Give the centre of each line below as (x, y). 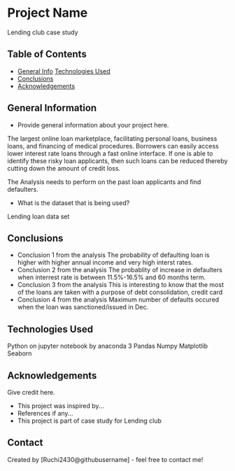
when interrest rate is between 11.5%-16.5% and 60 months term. (112, 277)
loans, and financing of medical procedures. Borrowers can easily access (113, 146)
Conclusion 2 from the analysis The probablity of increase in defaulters (120, 270)
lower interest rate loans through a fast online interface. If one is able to (110, 153)
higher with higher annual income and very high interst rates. (105, 262)
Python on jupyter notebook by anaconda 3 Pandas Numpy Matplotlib (108, 346)
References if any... (45, 413)
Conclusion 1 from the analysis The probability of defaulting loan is (113, 255)
